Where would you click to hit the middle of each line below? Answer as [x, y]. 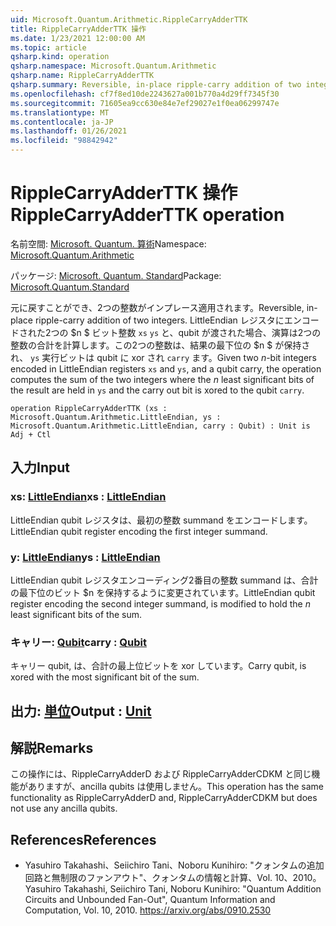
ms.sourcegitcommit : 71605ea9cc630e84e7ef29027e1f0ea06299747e [145, 103]
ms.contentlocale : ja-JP [62, 122]
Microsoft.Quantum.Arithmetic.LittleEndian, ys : [116, 417]
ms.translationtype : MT [60, 112]
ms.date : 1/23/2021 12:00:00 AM [77, 38]
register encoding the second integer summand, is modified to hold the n [160, 603]
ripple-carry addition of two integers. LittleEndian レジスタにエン [168, 320]
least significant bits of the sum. [76, 614]
